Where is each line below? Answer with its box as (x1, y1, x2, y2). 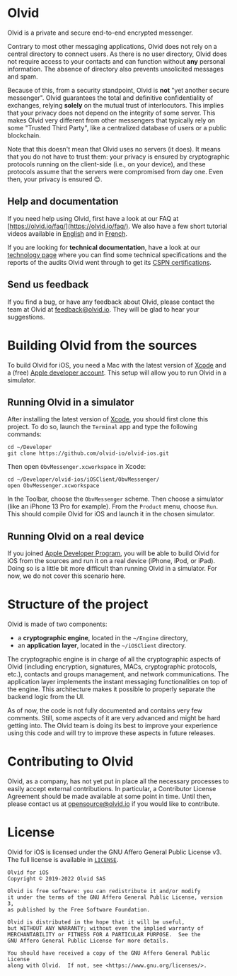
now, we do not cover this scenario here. (7, 572, 126, 580)
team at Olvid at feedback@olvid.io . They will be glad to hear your (7, 305, 200, 313)
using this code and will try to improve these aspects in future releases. (7, 729, 216, 737)
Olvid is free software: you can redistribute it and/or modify (7, 887, 201, 895)
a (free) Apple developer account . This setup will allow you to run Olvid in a (7, 368, 226, 377)
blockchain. (7, 131, 41, 140)
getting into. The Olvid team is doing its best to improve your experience (7, 721, 218, 730)
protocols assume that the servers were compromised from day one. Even (7, 167, 224, 176)
